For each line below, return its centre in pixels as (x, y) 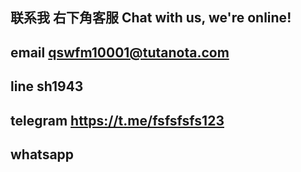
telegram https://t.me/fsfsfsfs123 (117, 120)
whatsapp (42, 154)
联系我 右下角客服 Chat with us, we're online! (151, 18)
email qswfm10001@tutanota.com (120, 52)
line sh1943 (47, 86)
